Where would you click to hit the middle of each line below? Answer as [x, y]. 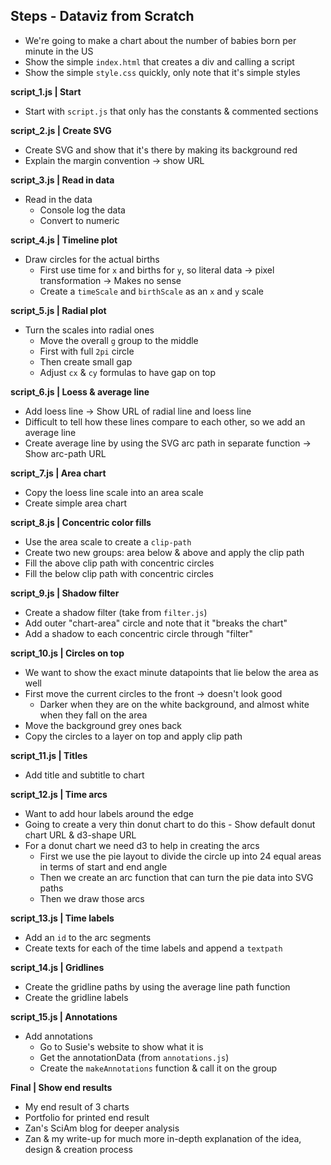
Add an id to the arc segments [88, 937]
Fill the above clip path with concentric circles [119, 563]
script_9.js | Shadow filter [65, 593]
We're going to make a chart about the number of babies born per [160, 40]
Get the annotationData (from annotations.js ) [134, 1057]
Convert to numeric [79, 220]
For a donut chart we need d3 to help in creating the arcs [142, 845]
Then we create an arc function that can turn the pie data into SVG [176, 877]
